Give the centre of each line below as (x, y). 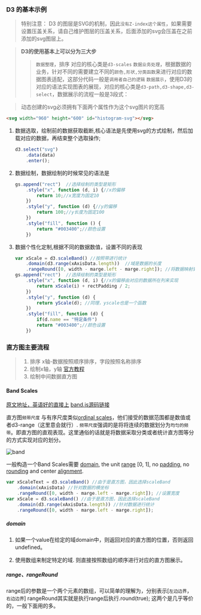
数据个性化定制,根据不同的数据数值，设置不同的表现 (78, 247)
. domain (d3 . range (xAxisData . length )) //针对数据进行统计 (86, 504)
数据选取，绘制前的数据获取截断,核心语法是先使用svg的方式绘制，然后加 (104, 131)
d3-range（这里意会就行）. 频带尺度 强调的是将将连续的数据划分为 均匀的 (98, 425)
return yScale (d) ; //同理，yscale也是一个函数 (92, 303)
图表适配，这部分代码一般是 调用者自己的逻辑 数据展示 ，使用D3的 (117, 79)
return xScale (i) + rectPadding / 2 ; (83, 286)
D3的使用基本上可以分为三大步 (59, 52)
